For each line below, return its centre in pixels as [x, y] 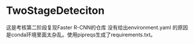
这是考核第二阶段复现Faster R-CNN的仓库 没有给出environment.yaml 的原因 [97, 27]
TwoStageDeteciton [56, 11]
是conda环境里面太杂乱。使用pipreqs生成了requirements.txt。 [81, 34]
